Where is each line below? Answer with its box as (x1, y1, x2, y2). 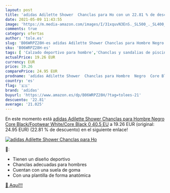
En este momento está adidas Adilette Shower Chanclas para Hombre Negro (5, 116, 165, 122)
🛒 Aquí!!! (5, 182, 23, 188)
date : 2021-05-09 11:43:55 (5, 17, 62, 22)
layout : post (5, 7, 33, 13)
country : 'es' (5, 78, 35, 83)
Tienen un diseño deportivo (12, 156, 70, 163)
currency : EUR (5, 59, 35, 65)
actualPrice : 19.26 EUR (5, 54, 56, 60)
